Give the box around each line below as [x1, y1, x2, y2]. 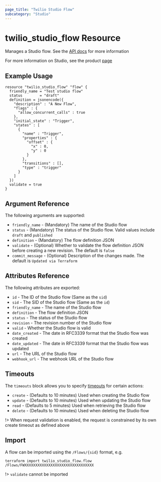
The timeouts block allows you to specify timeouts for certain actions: [5, 383, 144, 389]
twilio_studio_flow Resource [5, 32, 121, 44]
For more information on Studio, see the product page [5, 58, 113, 63]
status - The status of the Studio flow [12, 314, 88, 320]
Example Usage [5, 72, 53, 80]
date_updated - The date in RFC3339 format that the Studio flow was [12, 340, 149, 346]
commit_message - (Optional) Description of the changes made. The [12, 253, 145, 259]
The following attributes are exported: [5, 284, 80, 291]
